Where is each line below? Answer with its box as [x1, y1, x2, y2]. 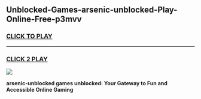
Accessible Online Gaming [6, 86, 74, 93]
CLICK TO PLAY [6, 32, 53, 41]
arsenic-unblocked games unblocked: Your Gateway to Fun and [6, 79, 167, 86]
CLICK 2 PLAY [6, 55, 48, 63]
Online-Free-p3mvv [6, 14, 82, 25]
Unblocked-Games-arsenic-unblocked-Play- [6, 5, 178, 15]
